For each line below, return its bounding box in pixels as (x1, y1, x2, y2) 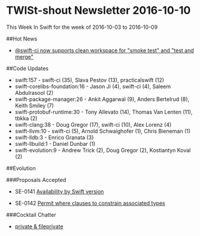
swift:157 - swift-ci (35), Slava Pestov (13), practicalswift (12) (14, 76, 165, 83)
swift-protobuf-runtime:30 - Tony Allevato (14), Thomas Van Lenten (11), (14, 108, 193, 115)
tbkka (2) (14, 115, 38, 122)
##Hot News (6, 35, 38, 42)
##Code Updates (6, 64, 49, 72)
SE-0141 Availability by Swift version (14, 187, 104, 195)
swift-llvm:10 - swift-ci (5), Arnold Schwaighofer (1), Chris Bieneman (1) (14, 127, 190, 135)
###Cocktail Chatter (6, 211, 56, 218)
